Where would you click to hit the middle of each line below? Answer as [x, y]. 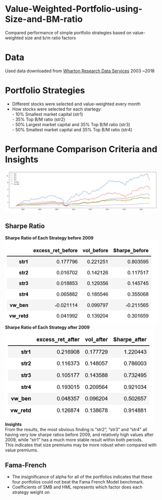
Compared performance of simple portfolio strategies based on [68, 32]
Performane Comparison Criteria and [81, 149]
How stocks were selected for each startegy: [57, 109]
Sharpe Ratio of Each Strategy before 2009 [49, 238]
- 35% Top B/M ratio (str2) [39, 119]
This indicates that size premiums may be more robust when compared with [81, 445]
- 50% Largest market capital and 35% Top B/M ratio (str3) [71, 124]
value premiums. [22, 450]
